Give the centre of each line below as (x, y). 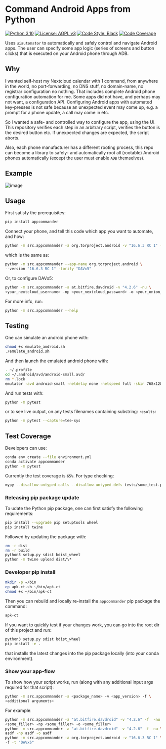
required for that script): (30, 687)
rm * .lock (15, 379)
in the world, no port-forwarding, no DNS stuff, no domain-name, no (74, 86)
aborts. (12, 138)
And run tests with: (24, 393)
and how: (15, 236)
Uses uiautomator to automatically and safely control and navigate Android (81, 43)
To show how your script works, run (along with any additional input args (79, 682)
